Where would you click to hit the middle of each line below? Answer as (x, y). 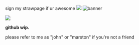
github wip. (17, 27)
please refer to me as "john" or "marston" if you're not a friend (70, 37)
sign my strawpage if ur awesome (40, 8)
